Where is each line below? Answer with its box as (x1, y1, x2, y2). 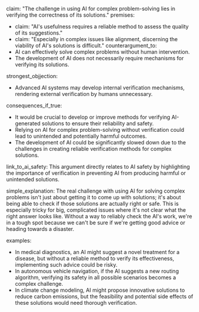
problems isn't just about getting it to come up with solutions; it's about (6, 194, 181, 200)
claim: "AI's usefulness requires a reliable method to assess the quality (14, 23, 189, 30)
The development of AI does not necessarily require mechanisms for (14, 55, 184, 61)
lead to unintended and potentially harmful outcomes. (14, 132, 147, 140)
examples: (6, 237, 32, 244)
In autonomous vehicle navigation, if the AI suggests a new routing (14, 268, 179, 274)
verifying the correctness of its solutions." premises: (6, 11, 135, 18)
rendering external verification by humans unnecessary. (14, 91, 153, 97)
